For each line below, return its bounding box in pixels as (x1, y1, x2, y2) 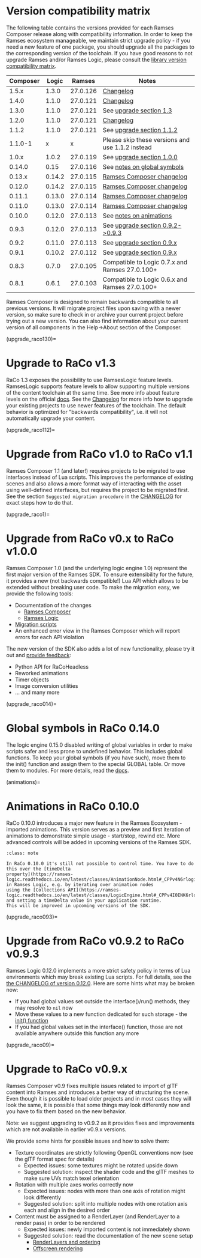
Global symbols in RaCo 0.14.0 (6, 721, 160, 735)
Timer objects (14, 676, 50, 683)
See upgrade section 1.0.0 (102, 153, 178, 161)
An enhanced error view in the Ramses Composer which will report (14, 627, 181, 634)
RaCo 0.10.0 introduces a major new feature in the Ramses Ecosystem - (6, 819, 182, 827)
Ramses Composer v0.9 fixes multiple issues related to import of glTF (6, 1082, 178, 1089)
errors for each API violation (14, 633, 85, 640)
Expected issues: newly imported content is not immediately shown (23, 1226, 190, 1233)
